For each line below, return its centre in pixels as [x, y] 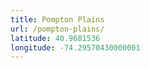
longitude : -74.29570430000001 [75, 47]
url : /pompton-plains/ [57, 29]
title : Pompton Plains [57, 19]
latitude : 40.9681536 [55, 38]
